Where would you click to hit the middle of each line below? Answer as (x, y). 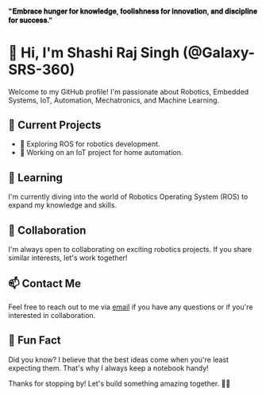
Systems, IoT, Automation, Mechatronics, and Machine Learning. (114, 100)
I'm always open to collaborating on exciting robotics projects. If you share (130, 249)
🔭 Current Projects (55, 124)
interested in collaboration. (52, 315)
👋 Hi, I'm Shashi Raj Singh (94, 52)
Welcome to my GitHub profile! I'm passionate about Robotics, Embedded (129, 91)
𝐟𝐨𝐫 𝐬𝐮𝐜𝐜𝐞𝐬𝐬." (31, 20)
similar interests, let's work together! (68, 258)
